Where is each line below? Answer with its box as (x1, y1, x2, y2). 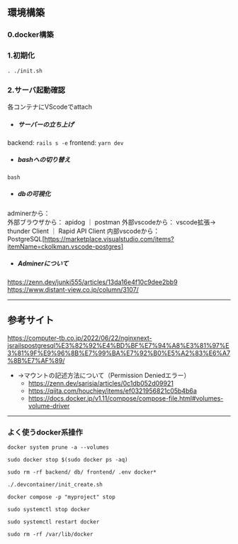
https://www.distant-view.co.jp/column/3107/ (7, 285, 140, 293)
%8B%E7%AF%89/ (7, 356, 65, 364)
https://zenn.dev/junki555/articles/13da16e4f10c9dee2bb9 (7, 278, 178, 286)
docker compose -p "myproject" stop (7, 493, 115, 501)
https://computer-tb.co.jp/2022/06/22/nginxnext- (7, 333, 152, 342)
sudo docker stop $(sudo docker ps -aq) (7, 456, 129, 463)
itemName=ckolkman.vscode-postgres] (7, 242, 124, 251)
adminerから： (7, 209, 50, 217)
